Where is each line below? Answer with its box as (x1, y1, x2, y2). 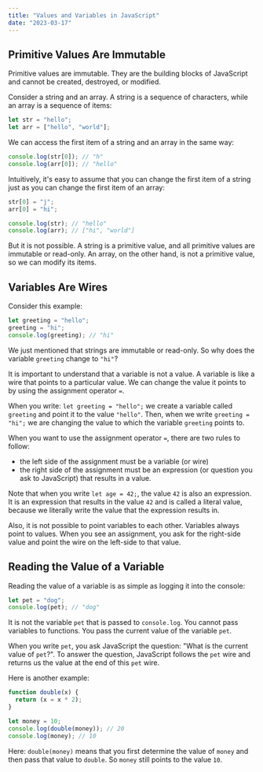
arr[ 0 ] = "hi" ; (8, 205, 58, 213)
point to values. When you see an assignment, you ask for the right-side (8, 529, 241, 538)
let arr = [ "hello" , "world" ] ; (8, 124, 111, 131)
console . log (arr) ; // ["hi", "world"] (8, 227, 135, 235)
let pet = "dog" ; (8, 596, 65, 604)
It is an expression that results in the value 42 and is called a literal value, (8, 497, 243, 506)
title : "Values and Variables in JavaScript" (8, 11, 159, 20)
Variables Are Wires (8, 280, 108, 294)
